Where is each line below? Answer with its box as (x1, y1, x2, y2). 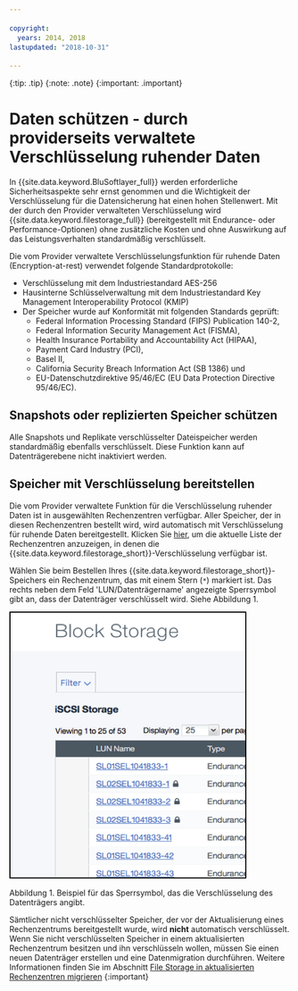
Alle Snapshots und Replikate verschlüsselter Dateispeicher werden (9, 432, 258, 442)
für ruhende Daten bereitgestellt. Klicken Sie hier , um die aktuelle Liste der (9, 528, 283, 540)
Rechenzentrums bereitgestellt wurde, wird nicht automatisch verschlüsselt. (9, 923, 290, 934)
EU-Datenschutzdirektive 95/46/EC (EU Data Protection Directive (35, 373, 275, 383)
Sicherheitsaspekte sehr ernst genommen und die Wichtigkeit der (9, 186, 251, 197)
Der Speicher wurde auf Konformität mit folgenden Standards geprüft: (21, 307, 279, 317)
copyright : (9, 23, 50, 33)
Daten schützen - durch (9, 109, 189, 130)
